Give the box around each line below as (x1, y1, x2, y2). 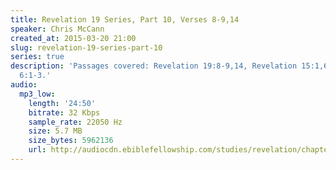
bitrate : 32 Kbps (28, 107, 101, 118)
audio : (10, 80, 38, 90)
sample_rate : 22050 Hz (28, 117, 123, 127)
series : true (10, 52, 65, 62)
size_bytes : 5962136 (28, 136, 114, 146)
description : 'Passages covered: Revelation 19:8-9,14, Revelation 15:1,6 (10, 61, 329, 71)
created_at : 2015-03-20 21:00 (10, 33, 137, 43)
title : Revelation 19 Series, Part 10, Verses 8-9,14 (10, 14, 240, 25)
